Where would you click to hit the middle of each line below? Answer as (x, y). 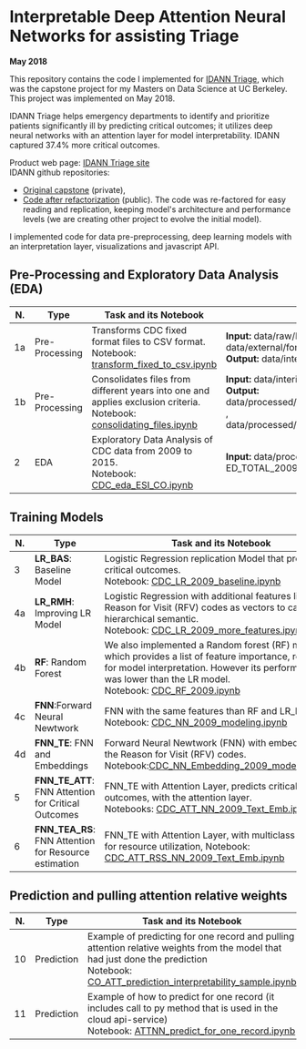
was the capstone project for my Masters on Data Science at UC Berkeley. (148, 88)
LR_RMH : (55, 601)
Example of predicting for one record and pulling (191, 937)
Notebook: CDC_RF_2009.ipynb (173, 690)
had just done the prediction (148, 960)
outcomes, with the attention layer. (178, 797)
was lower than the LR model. (167, 678)
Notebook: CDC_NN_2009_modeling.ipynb (196, 722)
